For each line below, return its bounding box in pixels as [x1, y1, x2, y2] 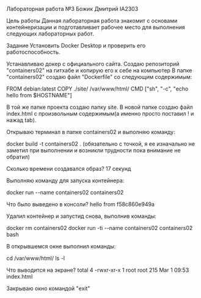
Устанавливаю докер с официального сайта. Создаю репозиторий [6, 61, 180, 67]
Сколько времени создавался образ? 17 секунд [6, 165, 131, 172]
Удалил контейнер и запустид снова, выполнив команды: [6, 212, 157, 220]
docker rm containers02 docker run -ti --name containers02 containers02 [6, 225, 193, 231]
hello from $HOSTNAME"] [6, 92, 72, 99]
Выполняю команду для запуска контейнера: [6, 177, 125, 184]
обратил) [6, 153, 31, 160]
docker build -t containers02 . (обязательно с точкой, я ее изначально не [6, 140, 196, 147]
